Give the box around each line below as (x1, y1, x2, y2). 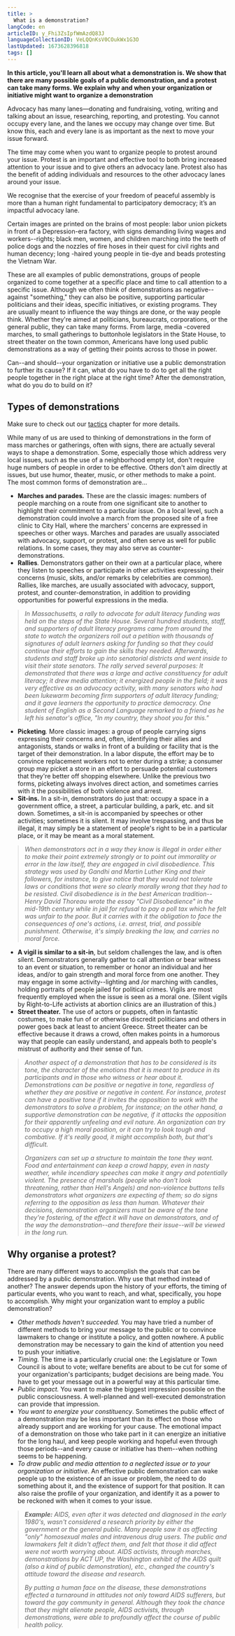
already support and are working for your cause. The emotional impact (17, 1422, 222, 1430)
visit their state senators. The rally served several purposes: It (24, 661, 204, 670)
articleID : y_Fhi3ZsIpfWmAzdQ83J (7, 29, 105, 37)
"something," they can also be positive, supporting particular (29, 292, 205, 301)
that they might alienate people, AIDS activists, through (24, 1605, 185, 1614)
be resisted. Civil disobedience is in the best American (24, 889, 182, 898)
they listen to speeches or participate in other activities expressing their (17, 565, 224, 575)
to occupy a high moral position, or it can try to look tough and (24, 1125, 206, 1134)
